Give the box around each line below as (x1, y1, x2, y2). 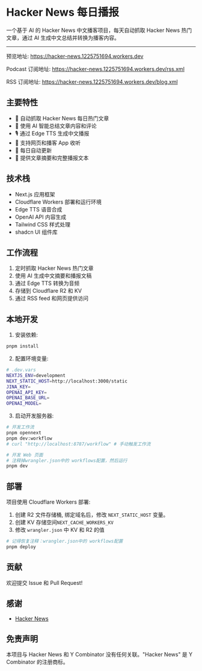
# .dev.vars (6, 367, 36, 373)
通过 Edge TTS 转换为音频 (14, 279, 80, 287)
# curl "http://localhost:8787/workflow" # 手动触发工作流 (6, 441, 151, 447)
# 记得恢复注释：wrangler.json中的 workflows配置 (6, 538, 123, 545)
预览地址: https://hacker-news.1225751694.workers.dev (6, 52, 144, 60)
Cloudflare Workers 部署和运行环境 (14, 198, 102, 205)
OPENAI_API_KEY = (6, 389, 47, 395)
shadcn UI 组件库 (14, 228, 58, 236)
